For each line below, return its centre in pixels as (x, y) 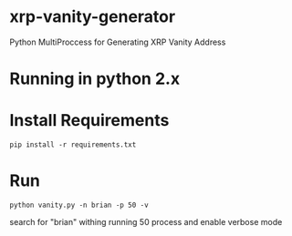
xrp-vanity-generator (93, 17)
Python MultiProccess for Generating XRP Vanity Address (118, 42)
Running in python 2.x (95, 79)
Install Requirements (89, 121)
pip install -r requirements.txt (73, 145)
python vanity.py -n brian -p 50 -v (79, 205)
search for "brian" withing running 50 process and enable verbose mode (146, 222)
